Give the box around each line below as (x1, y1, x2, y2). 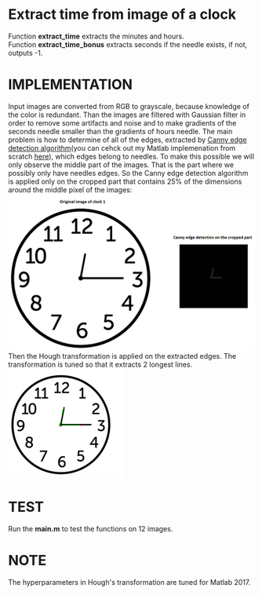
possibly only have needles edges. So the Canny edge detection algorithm (8, 168, 249, 177)
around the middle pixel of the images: (8, 184, 133, 194)
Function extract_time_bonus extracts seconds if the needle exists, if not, (8, 39, 248, 49)
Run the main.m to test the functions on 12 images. (8, 524, 173, 533)
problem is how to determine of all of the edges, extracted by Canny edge (8, 135, 247, 144)
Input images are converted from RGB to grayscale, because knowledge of (8, 101, 249, 111)
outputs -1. (8, 48, 43, 57)
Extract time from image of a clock (8, 5, 237, 24)
